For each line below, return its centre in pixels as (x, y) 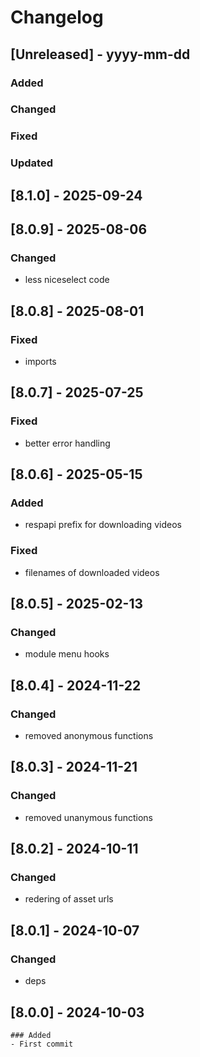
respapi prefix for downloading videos (103, 525)
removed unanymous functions (89, 817)
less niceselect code (67, 280)
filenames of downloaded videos (92, 572)
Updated (31, 163)
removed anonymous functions (89, 736)
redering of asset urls (69, 899)
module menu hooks (67, 654)
